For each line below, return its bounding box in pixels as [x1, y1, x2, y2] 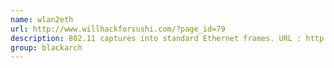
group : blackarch [10, 42, 83, 53]
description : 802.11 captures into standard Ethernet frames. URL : [10, 33, 302, 43]
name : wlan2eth [10, 14, 74, 25]
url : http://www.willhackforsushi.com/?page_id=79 [10, 24, 226, 34]
